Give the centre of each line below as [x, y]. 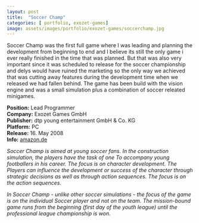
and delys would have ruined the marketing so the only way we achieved [96, 71]
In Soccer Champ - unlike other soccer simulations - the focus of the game [99, 194]
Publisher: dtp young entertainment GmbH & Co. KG [71, 121]
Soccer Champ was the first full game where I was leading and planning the [100, 45]
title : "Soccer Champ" [36, 17]
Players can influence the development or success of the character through [100, 170]
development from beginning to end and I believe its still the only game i [95, 52]
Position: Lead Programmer [41, 108]
